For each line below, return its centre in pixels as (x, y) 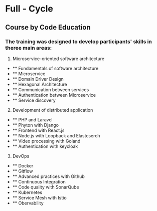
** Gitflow (23, 171)
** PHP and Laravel (32, 120)
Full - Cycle (29, 9)
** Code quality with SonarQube (46, 187)
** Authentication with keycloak (45, 146)
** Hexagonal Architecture (40, 84)
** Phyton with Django (36, 125)
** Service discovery (34, 100)
